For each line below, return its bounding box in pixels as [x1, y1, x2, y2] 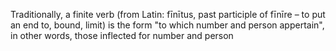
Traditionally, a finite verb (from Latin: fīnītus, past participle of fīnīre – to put [10, 9, 326, 20]
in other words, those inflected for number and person [10, 30, 234, 41]
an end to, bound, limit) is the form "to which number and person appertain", [10, 19, 325, 31]
